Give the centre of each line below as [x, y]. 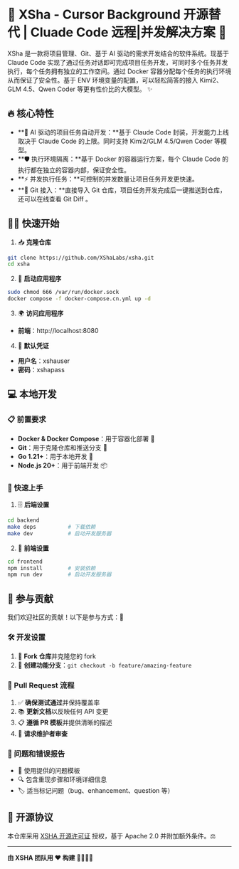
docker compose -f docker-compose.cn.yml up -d [79, 299]
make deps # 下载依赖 [52, 527]
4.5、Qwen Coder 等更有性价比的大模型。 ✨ [87, 89]
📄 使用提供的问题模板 [49, 770]
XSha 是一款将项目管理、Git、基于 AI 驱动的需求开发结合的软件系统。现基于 [118, 53]
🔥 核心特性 [31, 114]
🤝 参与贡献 [30, 599]
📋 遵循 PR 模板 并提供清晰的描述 [65, 722]
